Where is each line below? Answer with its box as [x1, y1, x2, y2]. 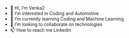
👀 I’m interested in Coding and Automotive [10, 10, 99, 16]
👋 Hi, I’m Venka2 [10, 5, 45, 11]
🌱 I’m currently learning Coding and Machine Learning [10, 16, 124, 22]
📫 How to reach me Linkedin [10, 27, 71, 33]
